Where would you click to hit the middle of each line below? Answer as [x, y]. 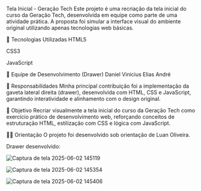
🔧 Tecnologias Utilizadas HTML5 [46, 39]
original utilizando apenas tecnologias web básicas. [70, 28]
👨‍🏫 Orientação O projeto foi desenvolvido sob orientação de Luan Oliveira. [98, 135]
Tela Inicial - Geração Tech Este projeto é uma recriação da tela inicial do [97, 9]
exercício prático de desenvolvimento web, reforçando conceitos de [91, 117]
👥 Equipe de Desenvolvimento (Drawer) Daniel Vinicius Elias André [88, 74]
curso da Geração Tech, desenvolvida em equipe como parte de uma [92, 15]
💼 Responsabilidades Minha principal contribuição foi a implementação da [98, 86]
